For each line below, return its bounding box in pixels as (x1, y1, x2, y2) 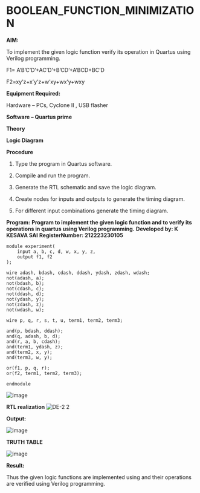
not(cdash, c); (6, 286, 45, 292)
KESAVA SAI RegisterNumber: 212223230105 (6, 231, 124, 239)
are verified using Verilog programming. (6, 480, 106, 487)
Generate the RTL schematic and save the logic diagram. (15, 183, 157, 191)
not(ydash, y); (6, 296, 45, 302)
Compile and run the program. (15, 172, 91, 179)
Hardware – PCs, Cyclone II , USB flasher (6, 101, 109, 109)
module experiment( (6, 243, 56, 249)
